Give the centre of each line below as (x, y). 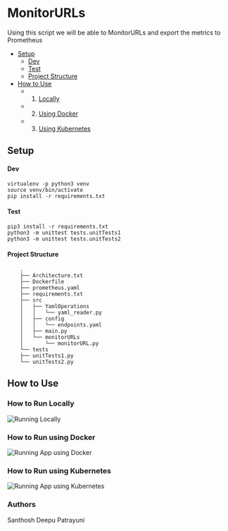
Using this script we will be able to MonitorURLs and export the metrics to (114, 32)
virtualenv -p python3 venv (49, 184)
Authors (22, 504)
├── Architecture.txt (51, 275)
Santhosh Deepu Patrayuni (46, 520)
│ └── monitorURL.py (59, 343)
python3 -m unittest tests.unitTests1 (64, 233)
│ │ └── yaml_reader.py (61, 312)
